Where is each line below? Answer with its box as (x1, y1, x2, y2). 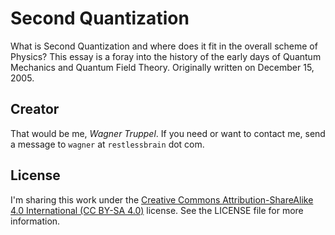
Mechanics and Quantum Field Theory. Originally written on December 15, (10, 61, 315, 73)
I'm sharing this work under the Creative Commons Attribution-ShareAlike (10, 193, 314, 206)
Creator (10, 101, 60, 118)
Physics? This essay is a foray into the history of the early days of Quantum (10, 50, 322, 62)
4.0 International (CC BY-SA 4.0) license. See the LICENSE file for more (10, 204, 304, 216)
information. (10, 215, 61, 227)
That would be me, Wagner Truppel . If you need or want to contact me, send (10, 127, 326, 139)
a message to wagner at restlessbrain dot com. (10, 138, 205, 150)
